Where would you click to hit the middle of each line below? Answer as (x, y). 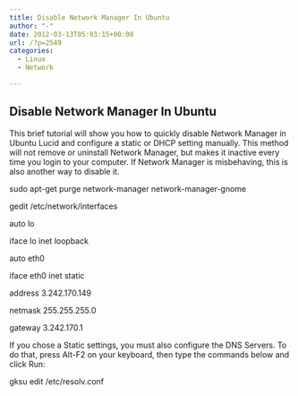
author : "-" (31, 26)
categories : (31, 51)
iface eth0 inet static (47, 275)
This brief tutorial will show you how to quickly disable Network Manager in (148, 133)
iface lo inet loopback (49, 241)
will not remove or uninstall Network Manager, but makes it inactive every (145, 152)
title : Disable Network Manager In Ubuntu (89, 17)
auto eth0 (27, 258)
